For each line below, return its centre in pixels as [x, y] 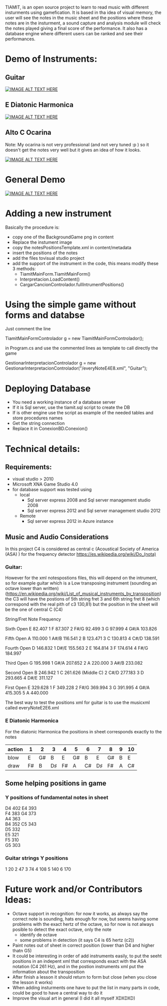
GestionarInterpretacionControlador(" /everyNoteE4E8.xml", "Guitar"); [76, 368]
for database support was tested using [52, 490]
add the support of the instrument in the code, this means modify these [85, 263]
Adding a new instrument [58, 213]
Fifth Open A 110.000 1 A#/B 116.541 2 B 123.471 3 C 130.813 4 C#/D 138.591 [83, 638]
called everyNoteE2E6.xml [32, 708]
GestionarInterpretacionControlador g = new [51, 363]
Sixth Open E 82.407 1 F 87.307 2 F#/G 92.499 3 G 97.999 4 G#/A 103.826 [81, 629]
